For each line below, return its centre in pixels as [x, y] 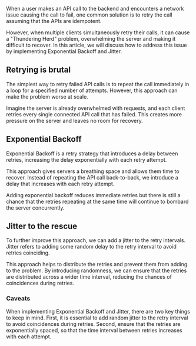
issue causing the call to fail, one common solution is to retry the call [89, 15]
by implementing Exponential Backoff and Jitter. [64, 51]
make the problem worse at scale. [47, 96]
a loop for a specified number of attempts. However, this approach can [92, 90]
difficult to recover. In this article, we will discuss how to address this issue [97, 45]
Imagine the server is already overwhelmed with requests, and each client [96, 108]
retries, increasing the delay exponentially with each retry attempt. [87, 159]
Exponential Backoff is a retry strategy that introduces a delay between [92, 154]
